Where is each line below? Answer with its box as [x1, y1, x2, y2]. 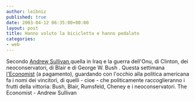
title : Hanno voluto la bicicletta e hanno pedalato [6, 31, 140, 37]
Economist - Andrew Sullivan [6, 89, 77, 96]
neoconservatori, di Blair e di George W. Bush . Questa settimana [6, 64, 165, 71]
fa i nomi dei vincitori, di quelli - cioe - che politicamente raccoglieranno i [6, 76, 185, 83]
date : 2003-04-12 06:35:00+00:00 [6, 19, 89, 25]
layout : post [6, 25, 39, 31]
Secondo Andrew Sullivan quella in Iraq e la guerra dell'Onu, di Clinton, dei [6, 57, 188, 65]
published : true [6, 14, 46, 20]
